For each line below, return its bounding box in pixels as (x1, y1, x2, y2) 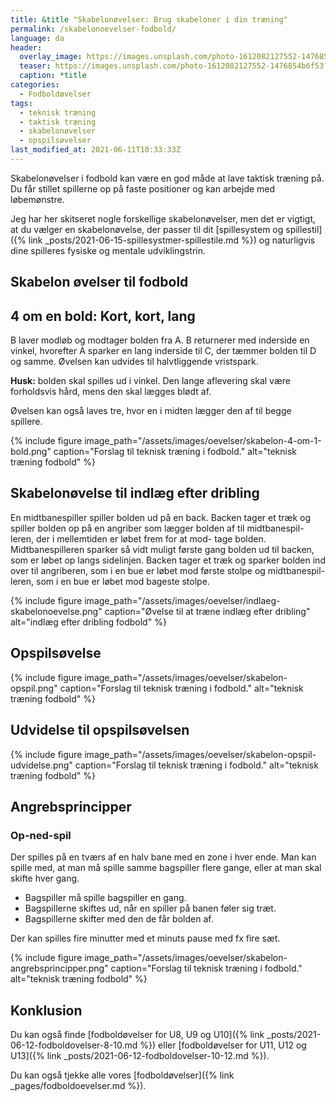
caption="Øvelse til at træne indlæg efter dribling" (104, 605, 311, 617)
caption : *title (19, 71, 87, 81)
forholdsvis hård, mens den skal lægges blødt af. (10, 386, 212, 398)
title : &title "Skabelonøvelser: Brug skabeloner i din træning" (10, 14, 288, 25)
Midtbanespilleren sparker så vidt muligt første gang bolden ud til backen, (10, 543, 315, 555)
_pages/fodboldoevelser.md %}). (10, 1080, 147, 1092)
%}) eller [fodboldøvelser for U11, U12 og (139, 1039, 307, 1051)
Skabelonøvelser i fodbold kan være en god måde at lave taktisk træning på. (10, 172, 325, 184)
